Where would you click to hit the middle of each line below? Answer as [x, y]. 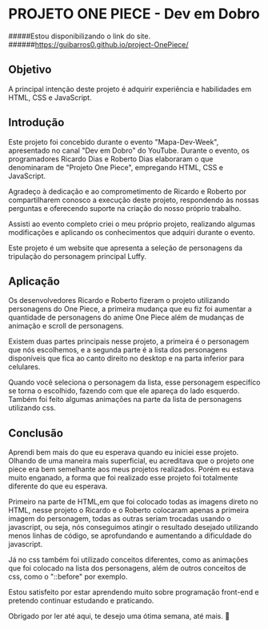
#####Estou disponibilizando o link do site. [80, 36]
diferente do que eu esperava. [58, 486]
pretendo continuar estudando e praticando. [81, 601]
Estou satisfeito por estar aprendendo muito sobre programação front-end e [134, 592]
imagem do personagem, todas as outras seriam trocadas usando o [120, 519]
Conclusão [36, 433]
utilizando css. [32, 408]
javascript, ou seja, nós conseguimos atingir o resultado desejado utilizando [133, 527]
